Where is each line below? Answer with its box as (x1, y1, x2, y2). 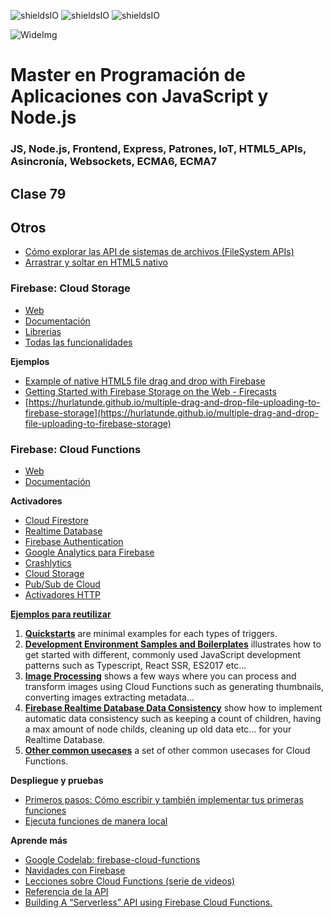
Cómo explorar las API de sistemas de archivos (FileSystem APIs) (24, 246, 295, 258)
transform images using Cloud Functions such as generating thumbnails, (24, 680, 325, 692)
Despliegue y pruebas (10, 774, 104, 786)
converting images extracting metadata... (24, 691, 195, 703)
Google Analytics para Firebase (24, 546, 155, 558)
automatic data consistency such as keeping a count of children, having (24, 712, 322, 724)
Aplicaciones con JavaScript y (10, 85, 269, 108)
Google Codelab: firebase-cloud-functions (24, 853, 201, 865)
